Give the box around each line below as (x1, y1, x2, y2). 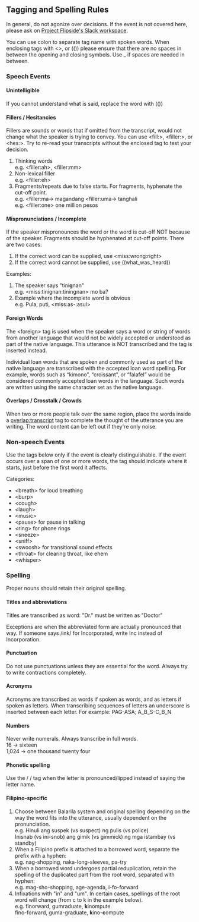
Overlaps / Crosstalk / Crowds (6, 397, 82, 404)
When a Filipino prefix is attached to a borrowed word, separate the (14, 845, 179, 852)
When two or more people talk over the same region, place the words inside (6, 410, 191, 417)
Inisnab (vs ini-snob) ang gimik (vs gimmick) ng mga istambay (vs (14, 833, 176, 840)
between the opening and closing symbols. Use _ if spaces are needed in (6, 51, 185, 58)
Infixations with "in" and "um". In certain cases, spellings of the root (14, 890, 181, 897)
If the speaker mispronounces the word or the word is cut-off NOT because (6, 228, 191, 235)
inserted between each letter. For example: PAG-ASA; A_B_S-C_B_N (6, 708, 172, 715)
